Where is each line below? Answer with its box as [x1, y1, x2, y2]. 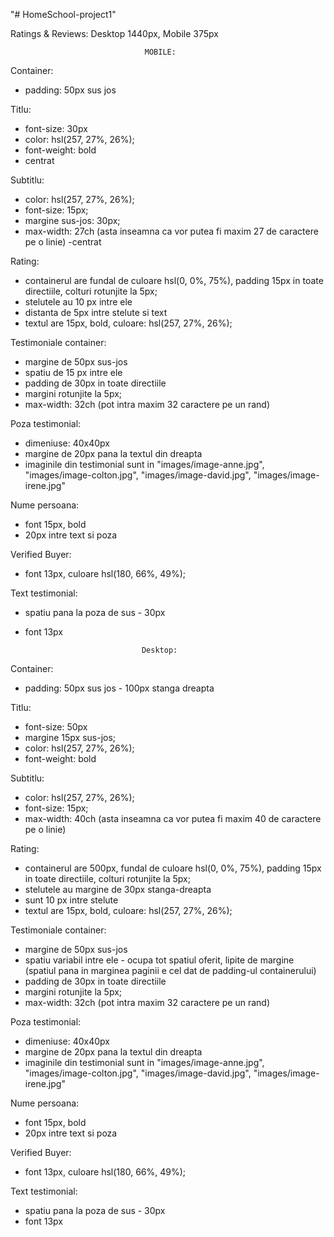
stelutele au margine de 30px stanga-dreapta [24, 884, 212, 895]
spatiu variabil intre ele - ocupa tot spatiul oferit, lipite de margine [24, 954, 295, 966]
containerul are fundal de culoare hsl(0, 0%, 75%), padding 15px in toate [24, 275, 324, 286]
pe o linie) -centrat [24, 236, 102, 248]
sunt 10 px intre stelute [24, 894, 119, 906]
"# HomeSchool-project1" [10, 9, 117, 20]
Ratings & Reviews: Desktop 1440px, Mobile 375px [10, 28, 219, 39]
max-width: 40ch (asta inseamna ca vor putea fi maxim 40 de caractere [24, 813, 322, 824]
